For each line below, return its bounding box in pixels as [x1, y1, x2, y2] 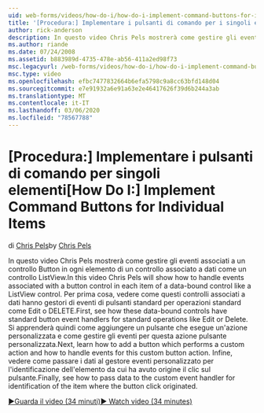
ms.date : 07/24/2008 [8, 48, 76, 56]
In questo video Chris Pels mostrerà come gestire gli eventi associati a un [8, 256, 246, 265]
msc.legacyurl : [8, 63, 58, 71]
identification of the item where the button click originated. [8, 381, 198, 390]
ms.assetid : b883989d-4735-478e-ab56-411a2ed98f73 [8, 56, 178, 64]
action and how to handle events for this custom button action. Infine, [8, 348, 233, 357]
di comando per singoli [8, 164, 161, 183]
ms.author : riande [8, 41, 68, 49]
